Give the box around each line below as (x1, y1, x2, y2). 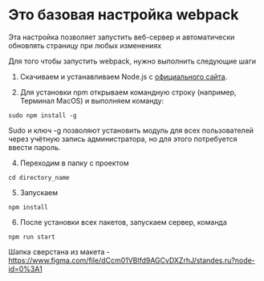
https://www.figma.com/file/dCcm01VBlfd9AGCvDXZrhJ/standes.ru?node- (8, 255, 255, 265)
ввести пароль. (8, 142, 61, 152)
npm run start (8, 233, 56, 241)
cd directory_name (8, 173, 70, 181)
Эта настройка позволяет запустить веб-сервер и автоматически (8, 32, 235, 42)
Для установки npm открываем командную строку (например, (19, 87, 237, 97)
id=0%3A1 (8, 263, 43, 274)
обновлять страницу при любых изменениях (8, 40, 162, 50)
